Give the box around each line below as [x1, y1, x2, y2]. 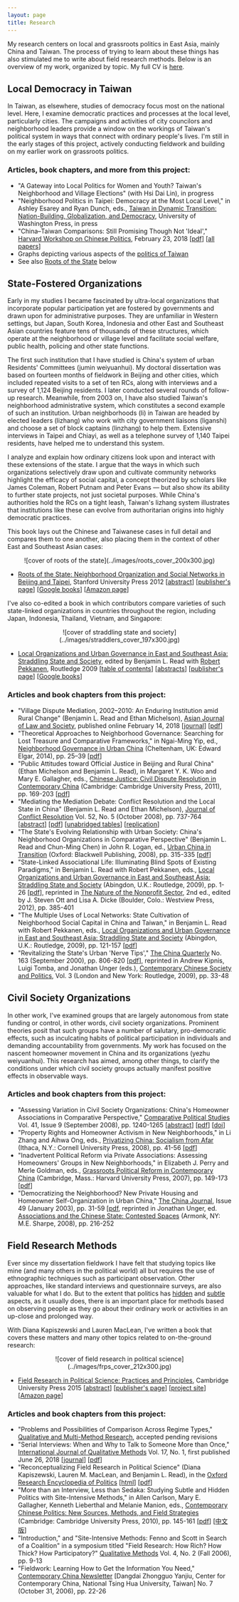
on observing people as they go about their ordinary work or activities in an [7, 1304, 228, 1313]
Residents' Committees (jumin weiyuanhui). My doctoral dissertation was [7, 364, 221, 372]
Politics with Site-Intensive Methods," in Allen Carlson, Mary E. [17, 1493, 201, 1501]
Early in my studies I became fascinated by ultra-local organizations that [7, 297, 219, 305]
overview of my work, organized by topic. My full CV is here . [7, 62, 185, 71]
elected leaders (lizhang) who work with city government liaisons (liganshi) [7, 416, 228, 425]
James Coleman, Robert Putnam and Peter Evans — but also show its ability [7, 483, 230, 492]
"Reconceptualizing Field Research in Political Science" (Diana [17, 1462, 201, 1472]
